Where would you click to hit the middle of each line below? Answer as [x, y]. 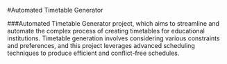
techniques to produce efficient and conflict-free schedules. [93, 53]
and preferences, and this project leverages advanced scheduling [101, 46]
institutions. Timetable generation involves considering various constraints [113, 38]
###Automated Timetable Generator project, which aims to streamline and [113, 23]
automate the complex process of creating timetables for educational [106, 31]
